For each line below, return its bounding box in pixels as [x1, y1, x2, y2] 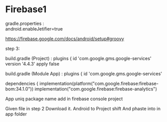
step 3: [5, 45, 20, 51]
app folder [5, 111, 27, 117]
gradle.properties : [5, 20, 44, 26]
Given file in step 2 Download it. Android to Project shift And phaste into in [5, 105, 161, 111]
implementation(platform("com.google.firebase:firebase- [39, 80, 159, 86]
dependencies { [5, 80, 39, 86]
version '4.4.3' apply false [5, 60, 60, 67]
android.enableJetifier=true [5, 25, 63, 32]
